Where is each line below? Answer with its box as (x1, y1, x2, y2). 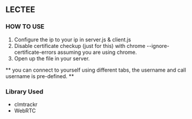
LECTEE (5, 5, 35, 15)
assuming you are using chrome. (57, 49, 137, 56)
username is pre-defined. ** (5, 72, 74, 79)
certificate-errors (14, 49, 57, 56)
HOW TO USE (5, 22, 45, 31)
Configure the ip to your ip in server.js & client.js (14, 36, 131, 43)
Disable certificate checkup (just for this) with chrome (14, 42, 146, 49)
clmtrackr (14, 101, 38, 108)
